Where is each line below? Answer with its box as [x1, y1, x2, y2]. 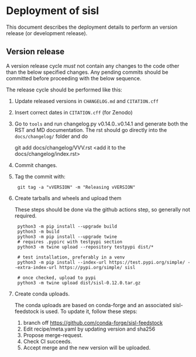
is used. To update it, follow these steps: [40, 308, 137, 315]
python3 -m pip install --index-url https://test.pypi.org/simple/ [17, 259, 185, 265]
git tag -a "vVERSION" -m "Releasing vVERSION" [17, 184, 136, 190]
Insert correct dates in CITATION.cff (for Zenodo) [14, 108, 133, 115]
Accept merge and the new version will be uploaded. [23, 344, 151, 351]
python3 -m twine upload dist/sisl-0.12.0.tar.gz [17, 280, 141, 285]
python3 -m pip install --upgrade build [17, 223, 118, 229]
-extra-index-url [14, 264, 57, 270]
